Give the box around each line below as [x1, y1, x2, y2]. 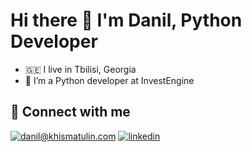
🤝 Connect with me [10, 104, 131, 121]
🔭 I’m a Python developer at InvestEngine [24, 74, 195, 86]
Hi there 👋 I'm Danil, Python [10, 9, 243, 32]
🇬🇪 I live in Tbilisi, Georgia [24, 63, 137, 75]
